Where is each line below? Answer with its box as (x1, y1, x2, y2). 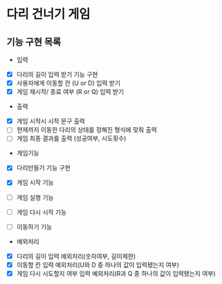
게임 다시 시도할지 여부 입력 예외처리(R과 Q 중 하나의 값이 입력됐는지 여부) (16, 269, 216, 277)
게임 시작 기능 (16, 178, 54, 187)
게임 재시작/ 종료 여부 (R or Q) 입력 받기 (16, 88, 124, 96)
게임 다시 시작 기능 (16, 208, 67, 216)
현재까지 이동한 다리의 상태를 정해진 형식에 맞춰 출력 (16, 126, 157, 134)
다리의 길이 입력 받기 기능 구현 (16, 70, 98, 78)
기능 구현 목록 (6, 36, 62, 48)
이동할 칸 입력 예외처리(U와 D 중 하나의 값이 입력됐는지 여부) (16, 261, 180, 269)
